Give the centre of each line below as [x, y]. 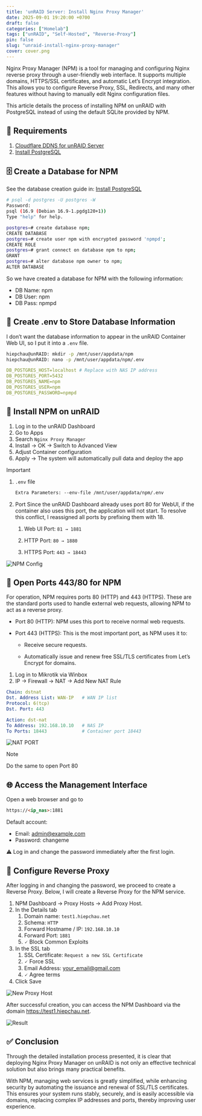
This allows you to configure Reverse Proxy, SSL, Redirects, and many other [100, 87]
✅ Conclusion [33, 1042]
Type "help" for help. [35, 217]
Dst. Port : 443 [25, 709]
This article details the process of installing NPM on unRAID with [86, 106]
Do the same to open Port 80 [42, 766]
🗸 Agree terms [42, 974]
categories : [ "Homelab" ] [37, 29]
